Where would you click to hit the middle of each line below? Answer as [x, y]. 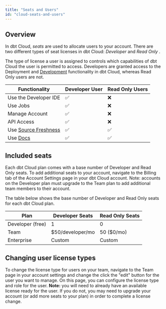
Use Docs [19, 138]
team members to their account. [38, 188]
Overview [21, 34]
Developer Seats [73, 216]
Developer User [84, 89]
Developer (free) [27, 224]
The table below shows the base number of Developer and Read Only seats [82, 198]
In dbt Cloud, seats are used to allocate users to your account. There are [79, 46]
